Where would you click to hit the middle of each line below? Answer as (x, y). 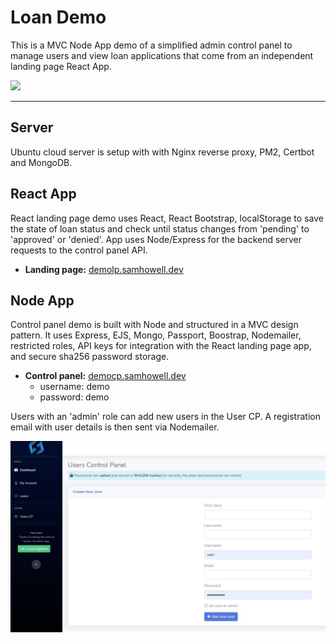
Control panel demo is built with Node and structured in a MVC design (154, 325)
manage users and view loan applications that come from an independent (162, 55)
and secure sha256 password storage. (90, 357)
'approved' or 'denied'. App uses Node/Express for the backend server (156, 239)
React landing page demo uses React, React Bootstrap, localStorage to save (167, 218)
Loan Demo (58, 17)
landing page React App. (61, 66)
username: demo (74, 387)
